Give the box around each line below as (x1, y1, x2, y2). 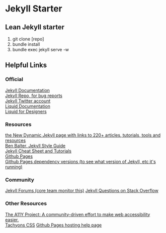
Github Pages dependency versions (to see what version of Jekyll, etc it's (5, 158, 156, 164)
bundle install (12, 41, 40, 47)
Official (5, 76, 23, 83)
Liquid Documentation (5, 103, 51, 109)
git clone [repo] (12, 36, 44, 42)
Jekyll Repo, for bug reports (5, 93, 63, 99)
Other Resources (5, 200, 47, 207)
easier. (5, 217, 19, 223)
